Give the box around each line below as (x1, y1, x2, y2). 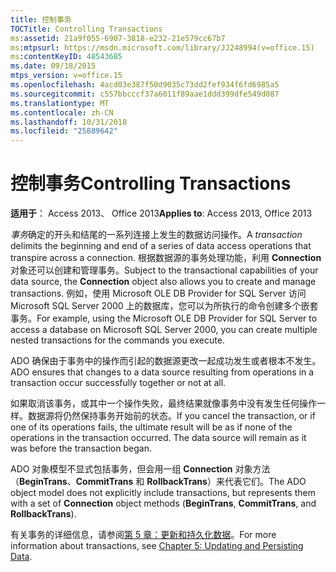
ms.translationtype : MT (10, 98, 110, 108)
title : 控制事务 (10, 14, 72, 25)
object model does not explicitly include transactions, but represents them (10, 487, 316, 499)
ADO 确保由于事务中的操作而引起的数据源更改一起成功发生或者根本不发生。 (10, 355, 322, 367)
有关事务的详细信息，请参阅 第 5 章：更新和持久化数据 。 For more (10, 529, 277, 541)
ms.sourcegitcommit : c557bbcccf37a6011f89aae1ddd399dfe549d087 (10, 89, 280, 99)
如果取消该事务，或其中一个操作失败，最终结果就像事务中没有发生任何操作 (10, 397, 317, 410)
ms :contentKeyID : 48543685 (10, 52, 123, 62)
